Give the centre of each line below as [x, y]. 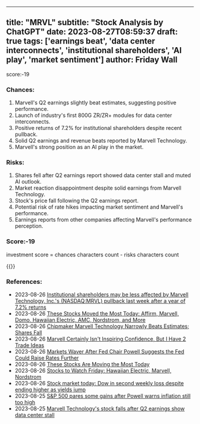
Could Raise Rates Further [47, 358]
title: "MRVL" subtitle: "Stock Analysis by [85, 22]
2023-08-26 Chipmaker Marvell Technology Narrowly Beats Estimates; [102, 326]
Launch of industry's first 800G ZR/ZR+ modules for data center [93, 115]
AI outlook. [28, 182]
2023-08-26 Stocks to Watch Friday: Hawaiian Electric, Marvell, [93, 371]
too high [25, 402]
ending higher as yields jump [50, 389]
